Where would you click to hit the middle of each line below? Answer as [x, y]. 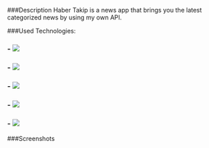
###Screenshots [31, 138]
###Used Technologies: [42, 31]
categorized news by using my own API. [65, 17]
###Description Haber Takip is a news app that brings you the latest [105, 10]
